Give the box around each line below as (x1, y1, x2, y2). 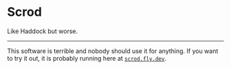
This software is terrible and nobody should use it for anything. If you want (7, 46, 219, 55)
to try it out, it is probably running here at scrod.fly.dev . (7, 54, 167, 62)
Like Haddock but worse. (7, 27, 78, 35)
